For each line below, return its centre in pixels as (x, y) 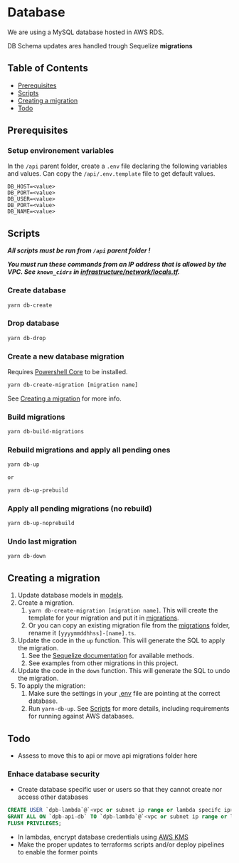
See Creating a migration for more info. (65, 398)
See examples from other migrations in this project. (103, 663)
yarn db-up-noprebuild (41, 524)
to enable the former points (58, 852)
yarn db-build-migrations (46, 432)
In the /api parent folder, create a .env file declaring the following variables (117, 166)
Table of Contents (48, 68)
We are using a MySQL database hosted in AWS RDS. (86, 32)
